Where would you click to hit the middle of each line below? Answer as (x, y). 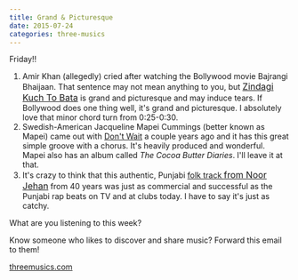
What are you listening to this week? (76, 223)
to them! (24, 250)
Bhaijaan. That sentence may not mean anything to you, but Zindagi (148, 87)
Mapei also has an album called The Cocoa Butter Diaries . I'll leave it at (152, 156)
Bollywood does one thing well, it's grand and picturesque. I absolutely (152, 108)
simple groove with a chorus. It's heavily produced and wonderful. (143, 146)
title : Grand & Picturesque (61, 17)
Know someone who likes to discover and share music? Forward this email (145, 240)
